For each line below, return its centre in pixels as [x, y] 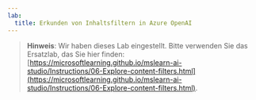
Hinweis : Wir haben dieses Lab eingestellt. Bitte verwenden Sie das [137, 45]
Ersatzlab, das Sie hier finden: [75, 54]
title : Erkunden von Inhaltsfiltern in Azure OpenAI [103, 23]
